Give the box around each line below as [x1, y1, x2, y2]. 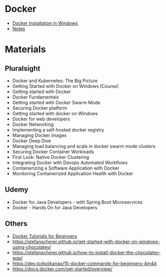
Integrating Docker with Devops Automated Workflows [12, 159, 128, 165]
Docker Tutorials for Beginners [12, 233, 78, 239]
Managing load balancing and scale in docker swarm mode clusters [12, 143, 156, 149]
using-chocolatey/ [12, 244, 51, 250]
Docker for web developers [12, 116, 70, 122]
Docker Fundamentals [12, 94, 59, 100]
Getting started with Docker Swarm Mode [12, 99, 101, 105]
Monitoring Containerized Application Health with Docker [12, 170, 134, 176]
